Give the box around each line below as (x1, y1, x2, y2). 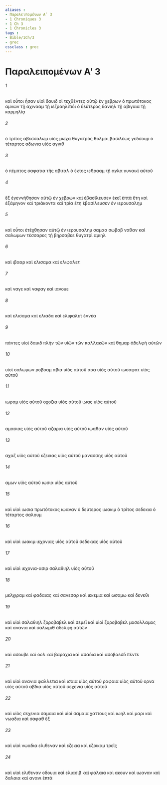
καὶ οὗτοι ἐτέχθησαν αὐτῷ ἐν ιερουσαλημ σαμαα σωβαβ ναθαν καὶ (5, 227, 146, 233)
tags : (5, 30, 19, 35)
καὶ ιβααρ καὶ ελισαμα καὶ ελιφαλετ (5, 259, 80, 265)
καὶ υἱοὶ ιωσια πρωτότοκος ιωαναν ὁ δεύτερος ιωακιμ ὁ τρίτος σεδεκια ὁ (5, 506, 156, 512)
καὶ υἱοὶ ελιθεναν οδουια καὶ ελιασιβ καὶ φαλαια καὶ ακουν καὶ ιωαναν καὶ (5, 770, 160, 776)
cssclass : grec (5, 44, 39, 49)
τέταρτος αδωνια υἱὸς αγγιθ (5, 141, 64, 147)
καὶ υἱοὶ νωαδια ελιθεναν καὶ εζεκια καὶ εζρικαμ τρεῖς (5, 743, 117, 749)
